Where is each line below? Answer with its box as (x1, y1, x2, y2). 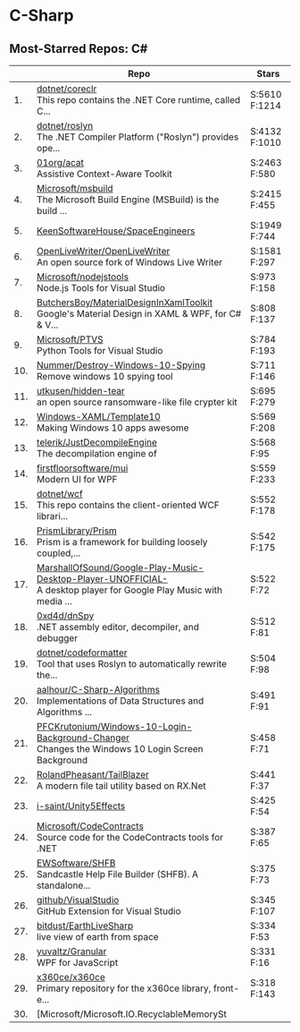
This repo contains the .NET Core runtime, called (37, 94, 241, 106)
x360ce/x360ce (37, 971, 105, 983)
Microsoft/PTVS (37, 333, 104, 345)
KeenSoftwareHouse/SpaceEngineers (37, 225, 196, 237)
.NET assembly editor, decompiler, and (37, 621, 199, 633)
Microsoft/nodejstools (37, 270, 129, 283)
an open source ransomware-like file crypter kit (37, 396, 238, 408)
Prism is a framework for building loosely (37, 536, 208, 548)
